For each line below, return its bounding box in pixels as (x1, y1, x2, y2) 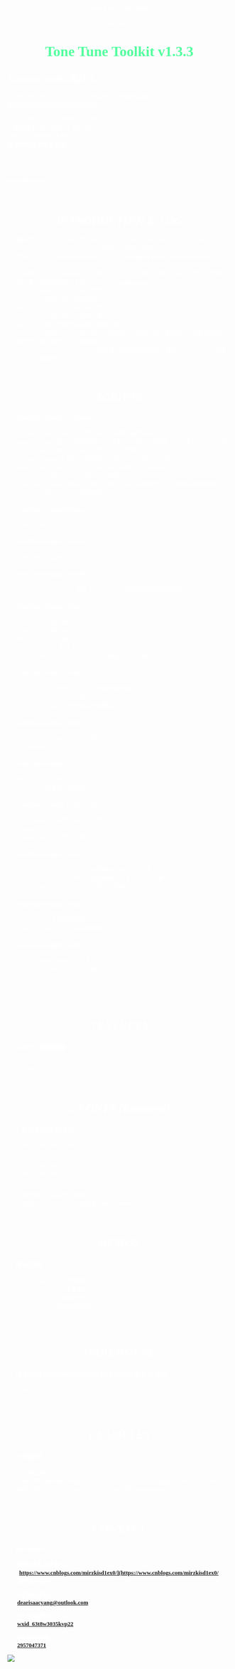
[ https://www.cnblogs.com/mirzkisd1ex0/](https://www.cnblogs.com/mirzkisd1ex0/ (17, 1569, 219, 1577)
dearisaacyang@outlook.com (17, 1599, 89, 1606)
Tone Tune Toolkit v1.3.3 (45, 43, 194, 60)
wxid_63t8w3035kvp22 (17, 1620, 74, 1628)
